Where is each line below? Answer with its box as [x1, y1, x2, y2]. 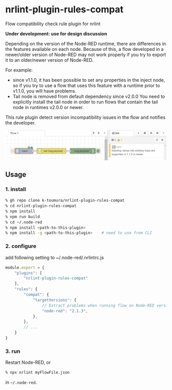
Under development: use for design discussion [5, 30, 107, 37]
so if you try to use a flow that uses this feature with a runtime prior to [12, 82, 160, 88]
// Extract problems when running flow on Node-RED [41, 303, 155, 308]
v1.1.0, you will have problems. [12, 87, 77, 94]
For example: [5, 67, 33, 73]
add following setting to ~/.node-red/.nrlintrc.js [5, 254, 104, 260]
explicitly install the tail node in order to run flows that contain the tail [12, 99, 158, 105]
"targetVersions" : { [32, 297, 77, 303]
